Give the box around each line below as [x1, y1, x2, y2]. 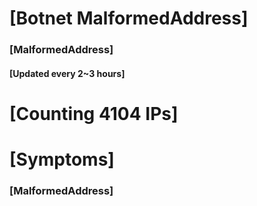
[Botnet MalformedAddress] [9, 7, 249, 30]
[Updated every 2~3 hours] [9, 67, 126, 79]
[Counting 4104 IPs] [9, 102, 179, 125]
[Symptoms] [9, 148, 115, 171]
